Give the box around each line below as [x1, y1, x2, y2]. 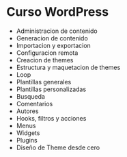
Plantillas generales [16, 77, 72, 86]
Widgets [16, 128, 40, 137]
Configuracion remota [16, 49, 79, 57]
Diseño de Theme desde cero [16, 143, 100, 152]
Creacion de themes [16, 56, 74, 64]
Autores [16, 107, 39, 115]
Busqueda [16, 92, 46, 100]
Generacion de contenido [16, 34, 88, 42]
